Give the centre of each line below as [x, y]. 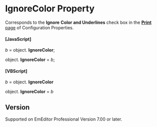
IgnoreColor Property [50, 9]
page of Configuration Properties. [39, 27]
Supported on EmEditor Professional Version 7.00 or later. [64, 119]
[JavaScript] [18, 39]
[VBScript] [16, 71]
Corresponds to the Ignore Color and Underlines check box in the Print [78, 22]
